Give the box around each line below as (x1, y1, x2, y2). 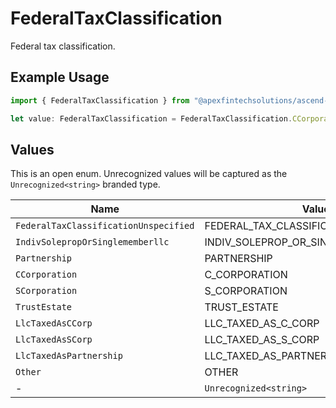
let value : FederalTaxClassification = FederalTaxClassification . (10, 113, 293, 124)
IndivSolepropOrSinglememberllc (15, 237, 170, 248)
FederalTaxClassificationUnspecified (15, 220, 195, 232)
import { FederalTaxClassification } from (10, 95, 190, 106)
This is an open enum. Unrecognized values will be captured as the (10, 168, 288, 180)
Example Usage (10, 69, 110, 86)
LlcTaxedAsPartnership (15, 350, 123, 362)
